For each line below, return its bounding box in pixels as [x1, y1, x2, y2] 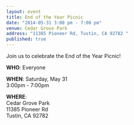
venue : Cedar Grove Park [6, 25, 68, 31]
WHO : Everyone [6, 64, 46, 71]
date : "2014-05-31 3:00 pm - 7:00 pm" [6, 20, 102, 25]
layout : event [6, 8, 42, 15]
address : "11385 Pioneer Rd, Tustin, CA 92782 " [6, 31, 129, 37]
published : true [6, 36, 46, 42]
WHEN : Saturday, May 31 [6, 75, 68, 82]
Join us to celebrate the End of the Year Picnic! [6, 53, 121, 59]
